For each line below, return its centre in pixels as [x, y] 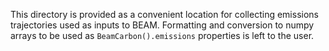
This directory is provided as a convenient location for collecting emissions [164, 14]
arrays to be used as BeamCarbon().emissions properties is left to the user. [162, 35]
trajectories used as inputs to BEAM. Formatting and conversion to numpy [162, 25]
